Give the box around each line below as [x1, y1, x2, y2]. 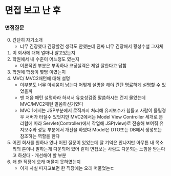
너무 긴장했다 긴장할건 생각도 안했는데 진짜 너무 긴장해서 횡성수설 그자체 [19, 43, 164, 49]
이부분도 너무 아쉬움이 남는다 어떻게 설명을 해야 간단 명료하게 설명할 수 [19, 82, 161, 88]
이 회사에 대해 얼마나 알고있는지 [12, 50, 75, 56]
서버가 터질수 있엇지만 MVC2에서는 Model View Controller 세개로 [25, 114, 158, 120]
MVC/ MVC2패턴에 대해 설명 [12, 75, 70, 82]
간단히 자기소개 [12, 37, 43, 43]
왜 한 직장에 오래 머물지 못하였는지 [12, 159, 81, 165]
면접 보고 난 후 [5, 5, 61, 16]
